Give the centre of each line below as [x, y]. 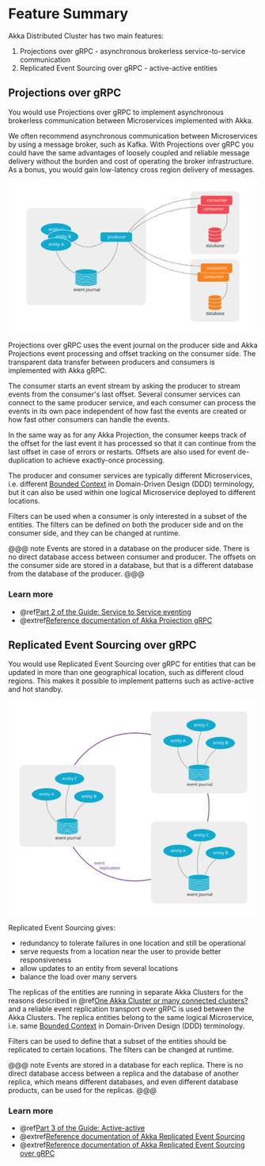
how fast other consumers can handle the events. [89, 420]
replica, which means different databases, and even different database [123, 1082]
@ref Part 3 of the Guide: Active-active [82, 1128]
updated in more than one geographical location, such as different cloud [126, 673]
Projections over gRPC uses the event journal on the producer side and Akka [133, 345]
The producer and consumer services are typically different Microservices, [131, 476]
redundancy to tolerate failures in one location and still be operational [132, 943]
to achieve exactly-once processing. [105, 460]
